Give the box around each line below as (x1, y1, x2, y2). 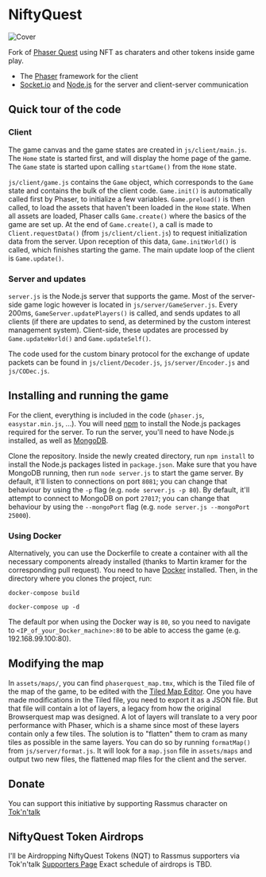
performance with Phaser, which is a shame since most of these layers (8, 720, 240, 730)
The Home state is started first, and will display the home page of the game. (8, 153, 252, 162)
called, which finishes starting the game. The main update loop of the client (8, 245, 256, 254)
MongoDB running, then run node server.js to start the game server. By (8, 468, 244, 477)
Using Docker (8, 530, 62, 541)
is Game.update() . (8, 253, 64, 263)
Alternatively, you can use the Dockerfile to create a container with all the (8, 548, 249, 558)
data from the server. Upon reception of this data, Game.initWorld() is (8, 237, 237, 246)
